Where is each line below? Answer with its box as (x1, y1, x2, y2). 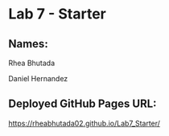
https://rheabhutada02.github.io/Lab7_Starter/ (8, 118, 161, 128)
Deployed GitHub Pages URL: (8, 97, 157, 111)
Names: (8, 37, 48, 51)
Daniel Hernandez (8, 74, 68, 83)
